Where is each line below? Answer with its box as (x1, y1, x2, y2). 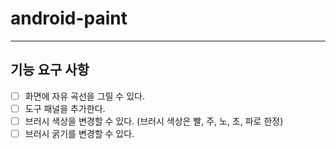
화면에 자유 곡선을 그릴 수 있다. (24, 90, 145, 102)
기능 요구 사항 (10, 62, 90, 79)
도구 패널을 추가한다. (24, 102, 106, 114)
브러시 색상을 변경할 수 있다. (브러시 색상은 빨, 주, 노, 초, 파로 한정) (24, 115, 284, 127)
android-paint (10, 7, 128, 30)
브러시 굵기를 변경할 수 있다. (24, 127, 135, 139)
